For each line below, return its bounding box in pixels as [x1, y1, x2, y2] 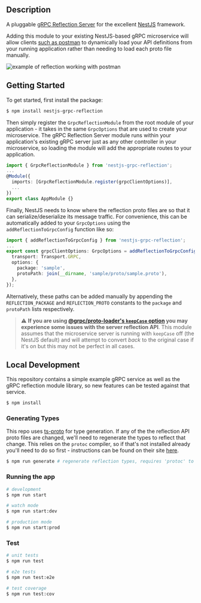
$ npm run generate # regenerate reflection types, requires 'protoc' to [6, 459, 194, 465]
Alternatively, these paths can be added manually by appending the [6, 293, 173, 300]
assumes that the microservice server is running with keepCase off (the [20, 330, 194, 337]
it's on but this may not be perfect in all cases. [20, 342, 135, 349]
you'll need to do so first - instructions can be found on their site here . [6, 447, 179, 454]
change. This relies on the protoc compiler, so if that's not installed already [6, 441, 190, 448]
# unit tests [6, 553, 39, 559]
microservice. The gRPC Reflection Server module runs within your [6, 131, 172, 138]
